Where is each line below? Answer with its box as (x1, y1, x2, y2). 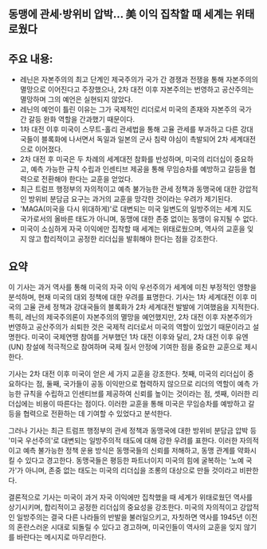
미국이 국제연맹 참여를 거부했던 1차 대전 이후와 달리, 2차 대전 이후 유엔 (31, 332, 249, 342)
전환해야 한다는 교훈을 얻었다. (41, 175, 133, 184)
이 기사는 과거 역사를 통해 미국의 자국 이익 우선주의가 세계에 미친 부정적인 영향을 (8, 282, 257, 292)
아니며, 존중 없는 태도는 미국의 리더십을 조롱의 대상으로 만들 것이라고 (25, 465, 238, 476)
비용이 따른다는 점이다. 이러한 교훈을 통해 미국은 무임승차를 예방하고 (35, 399, 247, 409)
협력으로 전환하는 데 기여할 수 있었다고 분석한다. (22, 409, 172, 418)
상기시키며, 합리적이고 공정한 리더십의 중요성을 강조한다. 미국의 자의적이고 (8, 503, 238, 512)
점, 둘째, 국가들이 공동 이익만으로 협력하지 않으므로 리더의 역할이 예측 (35, 379, 251, 389)
